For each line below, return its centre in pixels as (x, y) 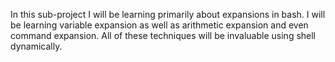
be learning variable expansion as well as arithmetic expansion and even (159, 25)
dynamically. (36, 46)
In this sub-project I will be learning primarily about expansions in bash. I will (168, 14)
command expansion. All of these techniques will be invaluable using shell (163, 35)
